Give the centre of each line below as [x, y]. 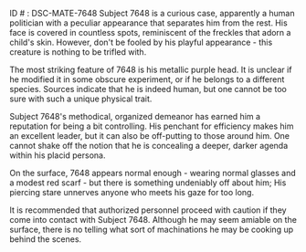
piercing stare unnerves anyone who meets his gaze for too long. [132, 192]
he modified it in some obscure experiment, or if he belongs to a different [147, 79]
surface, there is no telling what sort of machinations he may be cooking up [152, 229]
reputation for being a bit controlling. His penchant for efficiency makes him [152, 126]
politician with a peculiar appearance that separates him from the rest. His [148, 23]
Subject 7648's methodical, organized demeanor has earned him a [135, 116]
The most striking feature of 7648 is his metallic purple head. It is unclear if [151, 69]
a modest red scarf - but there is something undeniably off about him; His [148, 183]
